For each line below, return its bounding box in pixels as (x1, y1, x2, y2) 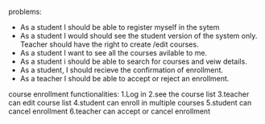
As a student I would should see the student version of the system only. (19, 31, 258, 40)
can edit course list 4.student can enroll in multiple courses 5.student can (8, 98, 252, 107)
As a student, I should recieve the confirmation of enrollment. (19, 65, 224, 75)
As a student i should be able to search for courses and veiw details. (19, 56, 247, 66)
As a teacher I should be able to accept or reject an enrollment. (19, 74, 230, 83)
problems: (8, 7, 42, 16)
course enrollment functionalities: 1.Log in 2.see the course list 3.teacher (8, 89, 250, 99)
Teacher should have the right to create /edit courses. (19, 39, 199, 49)
